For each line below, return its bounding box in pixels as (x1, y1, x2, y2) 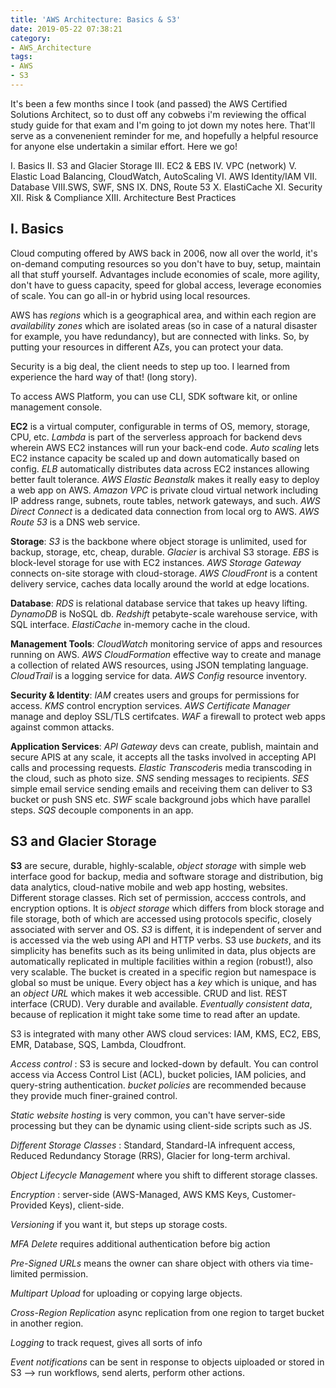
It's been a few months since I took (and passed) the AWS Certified (10, 97, 288, 110)
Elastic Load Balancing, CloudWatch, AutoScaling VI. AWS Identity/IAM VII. (10, 170, 318, 182)
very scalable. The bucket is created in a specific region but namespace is (10, 966, 317, 978)
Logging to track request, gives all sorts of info (10, 1336, 203, 1348)
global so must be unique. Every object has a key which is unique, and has (10, 976, 317, 988)
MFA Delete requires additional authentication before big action (10, 1237, 271, 1250)
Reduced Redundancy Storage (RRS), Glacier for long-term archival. (10, 1149, 291, 1161)
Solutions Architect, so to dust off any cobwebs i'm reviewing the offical (10, 108, 307, 120)
